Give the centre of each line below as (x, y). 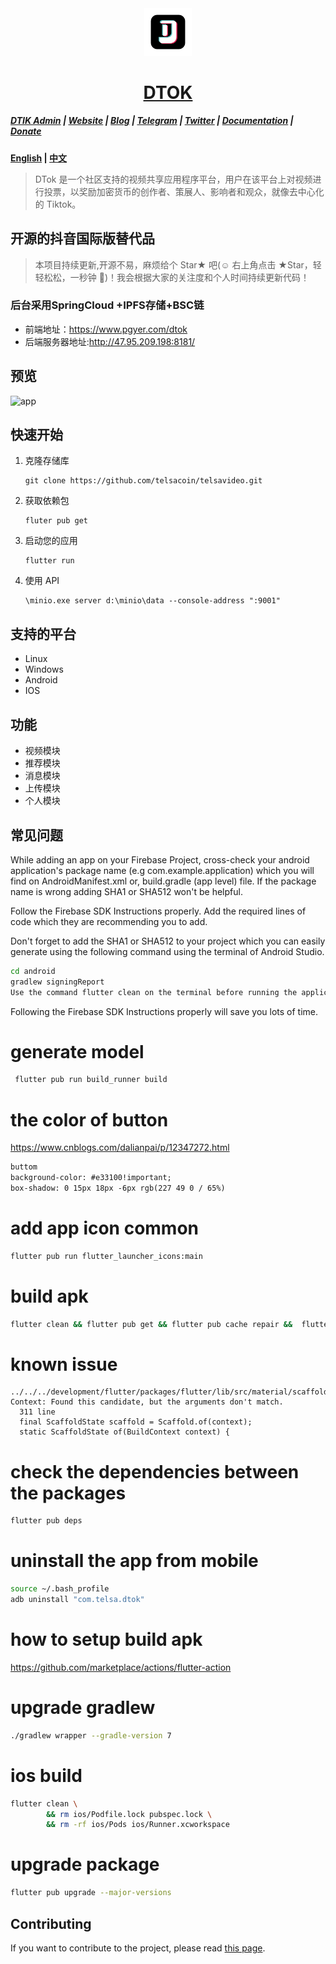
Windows (44, 669)
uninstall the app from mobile (134, 1561)
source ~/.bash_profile (60, 1589)
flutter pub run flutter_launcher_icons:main (106, 1256)
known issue (64, 1364)
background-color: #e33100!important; (91, 1178)
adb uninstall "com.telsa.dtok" (77, 1600)
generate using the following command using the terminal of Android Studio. (167, 951)
